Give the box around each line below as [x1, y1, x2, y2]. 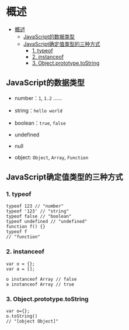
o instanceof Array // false [6, 276, 77, 282]
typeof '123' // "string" [6, 208, 69, 214]
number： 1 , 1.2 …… [14, 94, 62, 101]
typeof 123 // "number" [6, 203, 64, 209]
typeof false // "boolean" [6, 214, 72, 219]
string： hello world [14, 106, 63, 114]
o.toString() [6, 314, 38, 319]
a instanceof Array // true [6, 281, 75, 287]
